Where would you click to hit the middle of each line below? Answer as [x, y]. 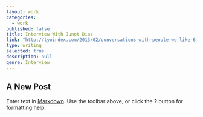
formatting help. [26, 108]
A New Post [29, 87]
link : [13, 40]
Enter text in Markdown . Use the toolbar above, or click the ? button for [95, 101]
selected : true [25, 51]
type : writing [24, 46]
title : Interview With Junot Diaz [50, 34]
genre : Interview [28, 62]
